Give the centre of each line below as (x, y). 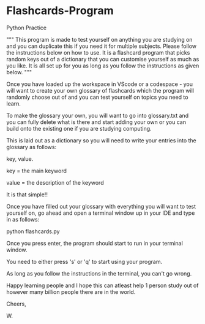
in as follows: (23, 219)
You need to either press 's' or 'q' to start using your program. (84, 261)
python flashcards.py (33, 231)
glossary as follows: (32, 147)
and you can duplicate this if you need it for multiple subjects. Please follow (102, 46)
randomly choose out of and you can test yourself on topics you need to (97, 97)
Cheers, (16, 304)
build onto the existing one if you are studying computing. (79, 128)
